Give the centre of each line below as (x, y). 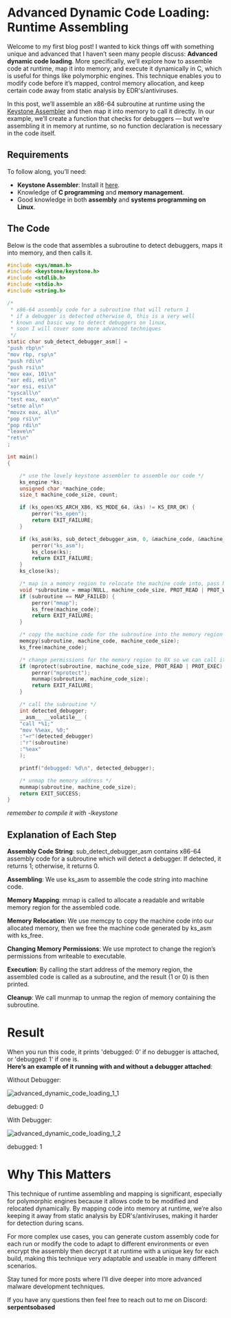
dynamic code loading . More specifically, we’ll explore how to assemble (110, 61)
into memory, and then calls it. (50, 253)
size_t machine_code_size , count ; (69, 495)
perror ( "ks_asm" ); (58, 545)
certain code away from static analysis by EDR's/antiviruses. (93, 90)
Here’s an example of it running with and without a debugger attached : (110, 1067)
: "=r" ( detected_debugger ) (57, 736)
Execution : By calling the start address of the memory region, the (100, 970)
